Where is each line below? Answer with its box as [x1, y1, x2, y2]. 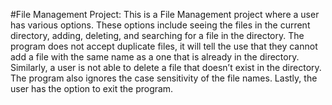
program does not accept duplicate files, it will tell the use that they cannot [10, 40, 318, 52]
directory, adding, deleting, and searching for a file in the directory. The [10, 30, 305, 41]
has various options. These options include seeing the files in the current [10, 19, 311, 31]
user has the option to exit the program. [10, 83, 174, 94]
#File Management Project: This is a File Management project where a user [10, 9, 320, 20]
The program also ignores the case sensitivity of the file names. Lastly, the [10, 72, 318, 84]
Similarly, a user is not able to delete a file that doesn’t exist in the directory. [10, 62, 322, 73]
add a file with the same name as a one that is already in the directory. [10, 51, 300, 63]
